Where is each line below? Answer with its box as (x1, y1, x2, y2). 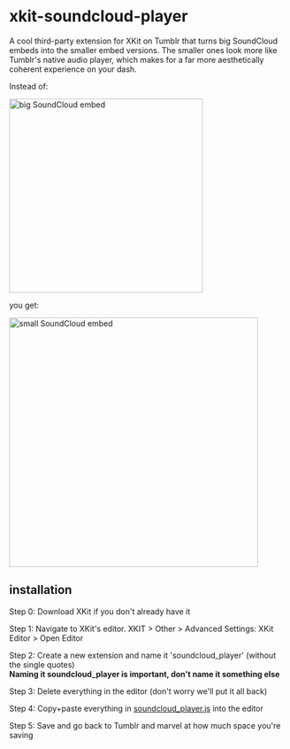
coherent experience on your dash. (9, 64, 137, 74)
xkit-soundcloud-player (9, 6, 188, 27)
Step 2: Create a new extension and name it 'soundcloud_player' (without (9, 650, 277, 660)
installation (9, 582, 72, 597)
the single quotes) (9, 659, 75, 670)
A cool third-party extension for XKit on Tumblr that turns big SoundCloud (9, 35, 279, 46)
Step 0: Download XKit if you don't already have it (9, 605, 191, 617)
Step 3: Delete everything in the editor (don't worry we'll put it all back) (9, 685, 268, 697)
